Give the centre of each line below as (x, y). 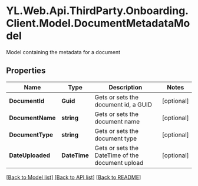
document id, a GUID (123, 104)
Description (126, 87)
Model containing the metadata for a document (63, 52)
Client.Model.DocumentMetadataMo (98, 23)
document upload (119, 162)
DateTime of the (117, 155)
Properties (26, 71)
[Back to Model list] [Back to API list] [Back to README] (74, 177)
